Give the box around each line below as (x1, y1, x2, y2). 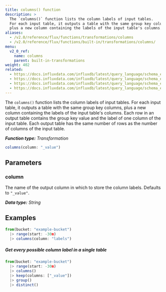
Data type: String (5, 199, 41, 206)
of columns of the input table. (5, 125, 65, 131)
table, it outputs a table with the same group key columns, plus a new (5, 105, 146, 111)
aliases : (5, 30, 23, 35)
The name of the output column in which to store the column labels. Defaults (5, 184, 161, 191)
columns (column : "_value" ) (5, 145, 61, 150)
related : (5, 67, 23, 72)
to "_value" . (5, 190, 30, 196)
